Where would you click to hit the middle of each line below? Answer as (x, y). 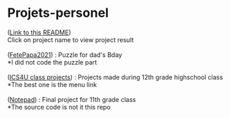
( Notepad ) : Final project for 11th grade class (72, 99)
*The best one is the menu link (52, 84)
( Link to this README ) (40, 32)
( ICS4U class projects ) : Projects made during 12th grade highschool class (115, 77)
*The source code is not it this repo (59, 107)
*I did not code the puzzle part (52, 62)
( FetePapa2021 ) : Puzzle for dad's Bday (65, 55)
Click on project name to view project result (71, 39)
